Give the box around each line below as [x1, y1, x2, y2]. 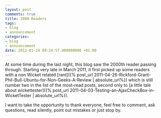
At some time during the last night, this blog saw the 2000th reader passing [5, 61, 157, 67]
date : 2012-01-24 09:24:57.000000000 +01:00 [5, 48, 97, 53]
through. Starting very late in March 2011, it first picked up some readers [5, 66, 150, 72]
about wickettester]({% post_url [5, 87, 69, 93]
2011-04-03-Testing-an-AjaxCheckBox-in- [70, 87, 155, 93]
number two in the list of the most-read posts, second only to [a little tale [5, 82, 151, 88]
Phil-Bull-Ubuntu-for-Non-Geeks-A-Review [5, 77, 92, 83]
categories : [5, 35, 29, 39]
